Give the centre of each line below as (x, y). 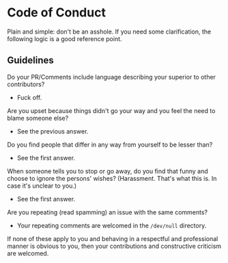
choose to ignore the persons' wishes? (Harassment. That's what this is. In (112, 178)
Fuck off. (29, 97)
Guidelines (30, 61)
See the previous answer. (53, 131)
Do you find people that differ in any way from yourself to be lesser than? (110, 145)
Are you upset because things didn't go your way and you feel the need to (111, 110)
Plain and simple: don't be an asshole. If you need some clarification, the (109, 32)
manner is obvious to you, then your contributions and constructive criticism (114, 246)
